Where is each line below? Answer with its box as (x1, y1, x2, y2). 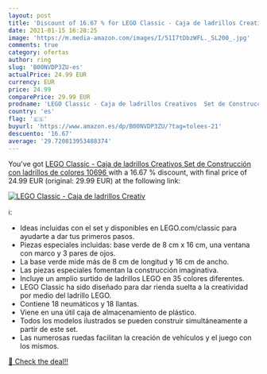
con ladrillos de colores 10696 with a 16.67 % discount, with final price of (8, 168, 248, 177)
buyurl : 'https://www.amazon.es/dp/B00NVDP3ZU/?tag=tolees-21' (8, 122, 222, 130)
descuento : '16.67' (8, 129, 73, 137)
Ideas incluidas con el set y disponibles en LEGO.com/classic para (19, 223, 237, 233)
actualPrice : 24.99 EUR (8, 71, 87, 79)
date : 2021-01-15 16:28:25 (8, 26, 98, 34)
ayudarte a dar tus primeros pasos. (19, 231, 135, 241)
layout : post (8, 11, 52, 20)
